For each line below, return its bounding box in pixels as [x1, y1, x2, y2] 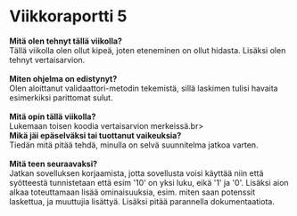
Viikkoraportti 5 [9, 6, 128, 27]
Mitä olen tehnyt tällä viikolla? [9, 36, 123, 46]
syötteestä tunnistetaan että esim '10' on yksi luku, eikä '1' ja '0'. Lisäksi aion [9, 177, 289, 188]
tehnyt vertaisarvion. [9, 54, 86, 65]
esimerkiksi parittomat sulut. [9, 92, 113, 103]
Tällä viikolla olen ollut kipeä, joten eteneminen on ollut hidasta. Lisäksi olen [9, 44, 286, 55]
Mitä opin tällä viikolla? [9, 111, 96, 122]
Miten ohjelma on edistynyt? [9, 73, 118, 84]
